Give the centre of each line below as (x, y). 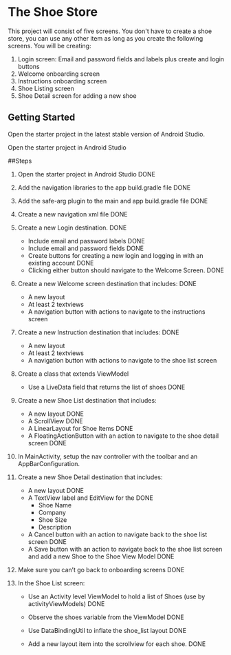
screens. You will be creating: (49, 46)
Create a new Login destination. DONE (72, 228)
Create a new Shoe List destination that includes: (87, 400)
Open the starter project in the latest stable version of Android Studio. (107, 134)
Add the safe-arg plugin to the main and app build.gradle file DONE (113, 201)
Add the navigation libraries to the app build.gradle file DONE (104, 188)
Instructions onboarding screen (62, 81)
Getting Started (42, 118)
